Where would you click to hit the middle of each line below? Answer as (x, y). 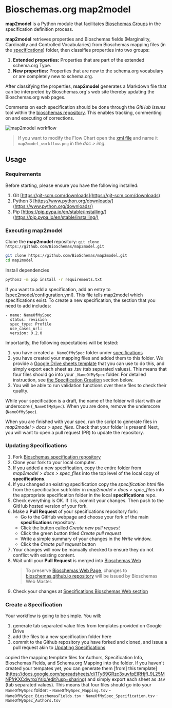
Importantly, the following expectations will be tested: (62, 342)
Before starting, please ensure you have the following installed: (72, 185)
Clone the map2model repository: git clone (52, 241)
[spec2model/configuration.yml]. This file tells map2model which (74, 295)
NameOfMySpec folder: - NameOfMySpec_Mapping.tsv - (58, 690)
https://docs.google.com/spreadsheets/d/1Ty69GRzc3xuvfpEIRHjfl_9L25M (86, 674)
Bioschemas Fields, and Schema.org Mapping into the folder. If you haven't (85, 663)
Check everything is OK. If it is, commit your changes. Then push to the (88, 500)
